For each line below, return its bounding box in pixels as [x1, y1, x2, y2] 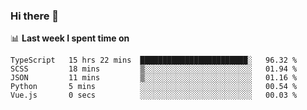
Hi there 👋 [10, 9, 60, 23]
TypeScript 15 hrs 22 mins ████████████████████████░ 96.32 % [10, 55, 298, 66]
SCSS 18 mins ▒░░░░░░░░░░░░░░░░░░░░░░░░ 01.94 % [10, 64, 298, 74]
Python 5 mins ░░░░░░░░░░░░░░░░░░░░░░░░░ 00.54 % [10, 82, 298, 92]
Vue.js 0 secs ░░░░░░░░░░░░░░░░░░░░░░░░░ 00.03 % [10, 90, 298, 101]
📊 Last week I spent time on [10, 32, 130, 44]
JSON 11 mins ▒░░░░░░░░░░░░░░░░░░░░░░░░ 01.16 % [10, 73, 298, 83]
